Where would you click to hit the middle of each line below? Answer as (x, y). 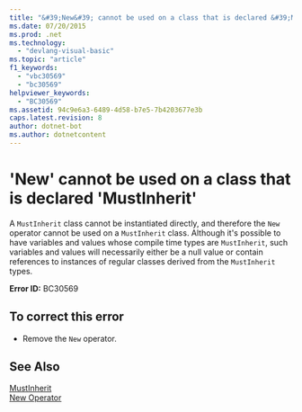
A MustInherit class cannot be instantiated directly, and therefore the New (145, 223)
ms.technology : (38, 43)
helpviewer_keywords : (50, 93)
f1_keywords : (34, 68)
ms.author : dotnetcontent (58, 135)
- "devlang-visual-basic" (66, 51)
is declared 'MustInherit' (103, 198)
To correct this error (67, 317)
